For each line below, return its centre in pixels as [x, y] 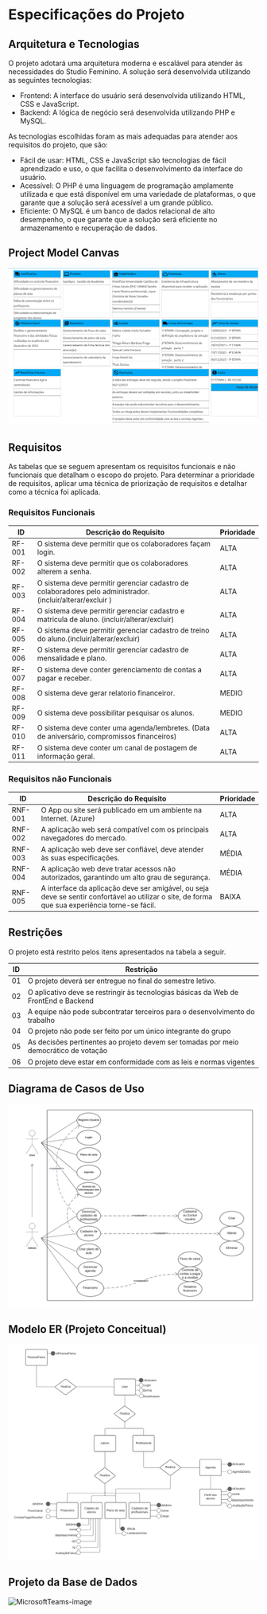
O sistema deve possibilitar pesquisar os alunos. [116, 713]
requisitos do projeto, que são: [58, 145]
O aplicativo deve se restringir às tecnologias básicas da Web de [133, 992]
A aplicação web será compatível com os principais [125, 829]
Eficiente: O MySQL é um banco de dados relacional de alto [117, 211]
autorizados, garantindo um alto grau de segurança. [126, 877]
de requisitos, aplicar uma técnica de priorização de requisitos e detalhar [128, 484]
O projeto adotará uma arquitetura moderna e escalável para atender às [126, 63]
